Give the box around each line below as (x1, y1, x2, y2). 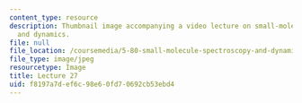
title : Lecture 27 (9, 72, 78, 81)
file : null (9, 38, 50, 47)
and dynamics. (17, 30, 70, 39)
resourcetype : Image (9, 64, 87, 73)
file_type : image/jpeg (9, 55, 94, 64)
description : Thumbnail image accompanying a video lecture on (9, 21, 252, 30)
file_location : (9, 47, 67, 56)
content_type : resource (9, 13, 99, 22)
